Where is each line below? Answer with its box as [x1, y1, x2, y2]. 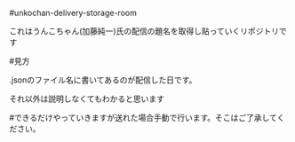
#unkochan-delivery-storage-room [9, 8, 138, 18]
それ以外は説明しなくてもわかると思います [9, 93, 164, 104]
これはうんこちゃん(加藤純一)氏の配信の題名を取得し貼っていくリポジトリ [9, 26, 280, 36]
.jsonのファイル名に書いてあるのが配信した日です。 [9, 75, 197, 85]
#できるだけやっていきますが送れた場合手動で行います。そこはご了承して [9, 113, 277, 122]
